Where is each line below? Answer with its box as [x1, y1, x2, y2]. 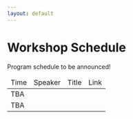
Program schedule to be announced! [7, 63, 112, 71]
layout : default [7, 10, 54, 17]
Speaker [33, 77, 61, 87]
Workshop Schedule [7, 39, 126, 55]
